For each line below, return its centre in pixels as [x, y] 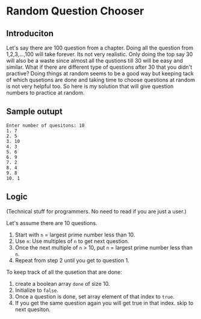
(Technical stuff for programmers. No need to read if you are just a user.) [96, 211]
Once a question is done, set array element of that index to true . [94, 296]
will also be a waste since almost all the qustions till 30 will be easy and [95, 61]
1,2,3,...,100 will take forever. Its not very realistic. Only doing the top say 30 [100, 54]
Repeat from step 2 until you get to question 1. [72, 260]
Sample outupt [35, 112]
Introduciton [30, 33]
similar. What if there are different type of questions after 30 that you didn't [99, 67]
